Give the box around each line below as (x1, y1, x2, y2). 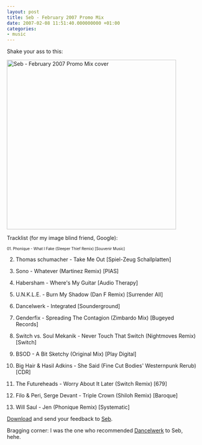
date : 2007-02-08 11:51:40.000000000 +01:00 (7, 20, 120, 26)
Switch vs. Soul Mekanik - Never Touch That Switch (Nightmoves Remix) (15, 332, 196, 339)
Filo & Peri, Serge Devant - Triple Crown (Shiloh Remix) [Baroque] (15, 392, 178, 399)
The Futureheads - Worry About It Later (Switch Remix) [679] (15, 380, 168, 388)
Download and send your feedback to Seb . (7, 415, 113, 423)
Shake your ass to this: (7, 48, 64, 55)
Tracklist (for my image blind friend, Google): (7, 235, 118, 242)
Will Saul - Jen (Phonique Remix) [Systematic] (15, 403, 130, 411)
